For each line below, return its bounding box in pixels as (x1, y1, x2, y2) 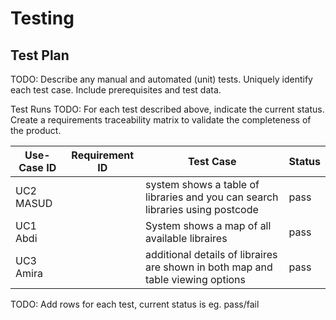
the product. (10, 125, 62, 136)
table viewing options (144, 273, 246, 286)
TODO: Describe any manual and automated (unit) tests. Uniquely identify (10, 73, 313, 85)
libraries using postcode (144, 203, 259, 216)
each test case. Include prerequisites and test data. (10, 84, 222, 96)
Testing (10, 7, 75, 30)
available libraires (144, 232, 228, 245)
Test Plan (10, 47, 70, 64)
